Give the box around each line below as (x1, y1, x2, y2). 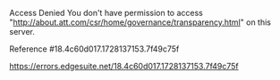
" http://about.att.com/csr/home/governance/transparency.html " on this (9, 17, 271, 28)
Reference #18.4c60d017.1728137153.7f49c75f (9, 44, 180, 54)
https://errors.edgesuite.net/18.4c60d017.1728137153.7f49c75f (9, 61, 239, 71)
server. (9, 27, 36, 36)
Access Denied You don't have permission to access (9, 8, 203, 18)
